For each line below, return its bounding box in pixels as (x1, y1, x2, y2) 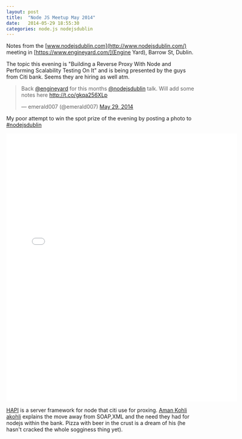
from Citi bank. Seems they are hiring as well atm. (6, 73, 130, 80)
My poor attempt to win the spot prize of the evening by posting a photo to (6, 115, 192, 122)
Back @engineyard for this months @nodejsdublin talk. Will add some (21, 85, 194, 93)
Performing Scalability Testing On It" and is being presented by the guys (6, 67, 186, 74)
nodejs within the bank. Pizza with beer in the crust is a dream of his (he (6, 420, 186, 427)
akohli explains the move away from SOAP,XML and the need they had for (6, 413, 190, 420)
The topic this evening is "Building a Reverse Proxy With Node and (6, 60, 171, 68)
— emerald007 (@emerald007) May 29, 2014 (21, 103, 134, 111)
